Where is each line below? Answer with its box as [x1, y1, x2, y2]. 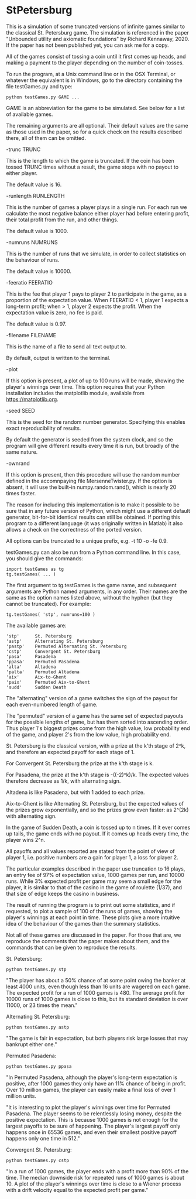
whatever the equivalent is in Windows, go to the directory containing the [6, 77, 183, 84]
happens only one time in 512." [6, 1135, 80, 1142]
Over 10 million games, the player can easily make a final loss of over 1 [6, 1086, 176, 1093]
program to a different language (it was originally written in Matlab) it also [6, 519, 183, 527]
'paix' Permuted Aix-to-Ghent [6, 679, 91, 685]
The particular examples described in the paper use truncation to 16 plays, [6, 865, 185, 872]
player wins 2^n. [6, 836, 46, 843]
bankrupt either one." [6, 1040, 57, 1048]
